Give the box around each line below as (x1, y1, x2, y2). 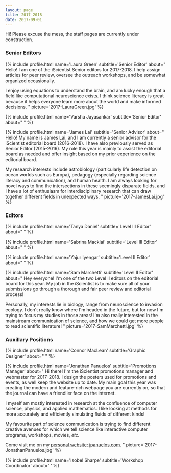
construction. (5, 36, 33, 43)
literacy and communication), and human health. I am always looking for (5, 177, 157, 183)
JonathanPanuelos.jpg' (5, 447, 54, 454)
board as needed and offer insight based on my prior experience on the (5, 151, 156, 157)
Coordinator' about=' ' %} (5, 463, 60, 469)
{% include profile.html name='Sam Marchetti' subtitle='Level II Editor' (5, 269, 153, 275)
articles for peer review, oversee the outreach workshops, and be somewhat (5, 72, 166, 78)
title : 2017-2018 (5, 12, 42, 17)
